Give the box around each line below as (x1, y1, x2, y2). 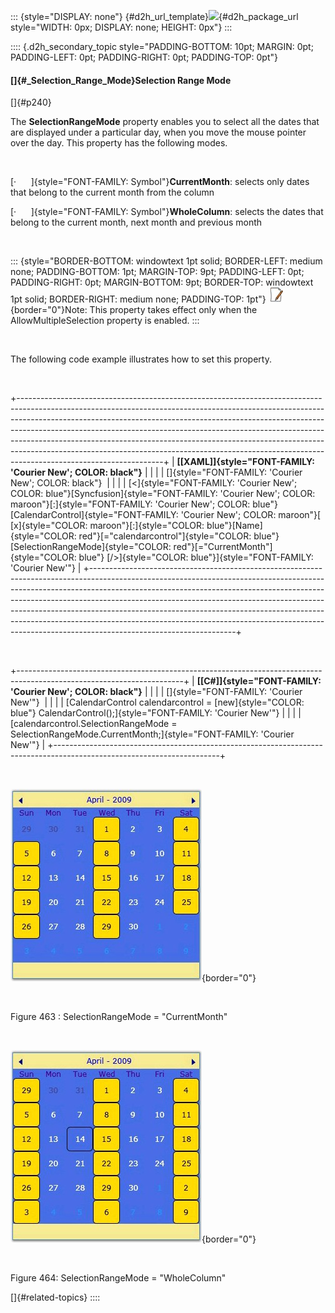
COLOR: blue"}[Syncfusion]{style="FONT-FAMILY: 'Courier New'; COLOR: (10, 488, 316, 500)
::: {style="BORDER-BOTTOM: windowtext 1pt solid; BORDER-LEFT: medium (10, 255, 323, 267)
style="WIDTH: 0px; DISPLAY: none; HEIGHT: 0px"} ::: (10, 21, 233, 33)
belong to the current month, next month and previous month (10, 216, 263, 229)
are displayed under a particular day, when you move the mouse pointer (10, 126, 307, 139)
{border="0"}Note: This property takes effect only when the (10, 304, 258, 316)
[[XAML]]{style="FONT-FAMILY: (176, 456, 315, 468)
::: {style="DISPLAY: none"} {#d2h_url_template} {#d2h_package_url (10, 11, 299, 22)
